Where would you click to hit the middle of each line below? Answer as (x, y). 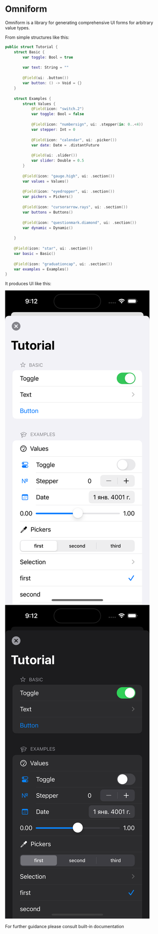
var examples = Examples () (41, 269)
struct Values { (39, 104)
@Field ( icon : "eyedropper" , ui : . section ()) (69, 192)
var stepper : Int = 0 (53, 129)
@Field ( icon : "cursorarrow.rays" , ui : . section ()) (75, 207)
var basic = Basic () (35, 253)
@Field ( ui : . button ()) (46, 78)
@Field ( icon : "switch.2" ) (57, 109)
